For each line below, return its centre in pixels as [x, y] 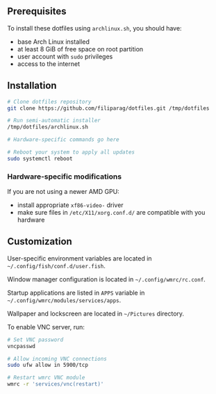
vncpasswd [22, 346]
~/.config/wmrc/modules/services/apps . [64, 300]
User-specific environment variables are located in [80, 258]
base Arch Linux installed [53, 42]
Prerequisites [37, 11]
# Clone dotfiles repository [49, 101]
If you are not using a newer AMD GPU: [63, 192]
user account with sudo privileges [65, 56]
